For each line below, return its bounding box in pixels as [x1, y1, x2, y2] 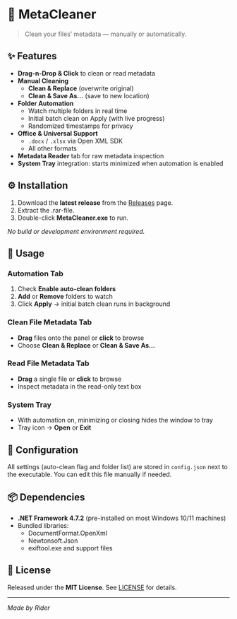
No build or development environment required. [7, 227, 145, 235]
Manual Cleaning [17, 76, 69, 85]
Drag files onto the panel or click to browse [17, 334, 145, 342]
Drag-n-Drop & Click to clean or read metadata [17, 69, 156, 77]
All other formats [28, 144, 78, 153]
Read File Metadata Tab [7, 358, 90, 368]
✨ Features [7, 50, 57, 62]
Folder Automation [17, 99, 74, 107]
